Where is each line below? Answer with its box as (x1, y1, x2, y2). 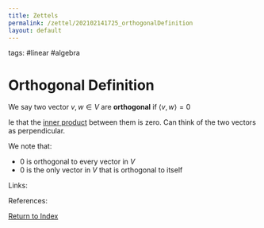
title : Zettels (8, 11, 59, 20)
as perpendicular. (8, 126, 66, 136)
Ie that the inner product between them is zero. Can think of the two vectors (8, 118, 256, 127)
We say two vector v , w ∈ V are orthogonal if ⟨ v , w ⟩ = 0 (8, 102, 191, 112)
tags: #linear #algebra (8, 48, 81, 58)
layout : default (8, 26, 62, 34)
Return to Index (8, 211, 59, 221)
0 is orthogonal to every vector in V (19, 157, 136, 167)
